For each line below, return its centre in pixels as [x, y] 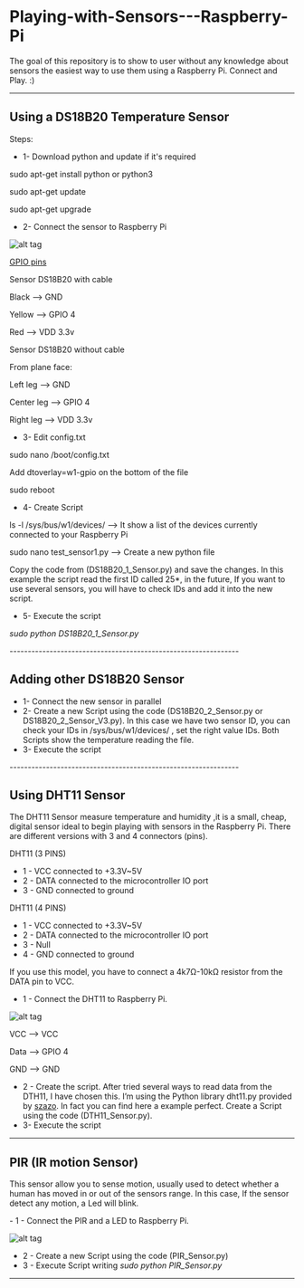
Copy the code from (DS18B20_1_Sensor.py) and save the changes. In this [147, 569]
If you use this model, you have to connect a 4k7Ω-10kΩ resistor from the [146, 972]
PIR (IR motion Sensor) [74, 1162]
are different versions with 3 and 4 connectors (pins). [109, 836]
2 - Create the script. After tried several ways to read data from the [147, 1087]
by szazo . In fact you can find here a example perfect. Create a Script [152, 1106]
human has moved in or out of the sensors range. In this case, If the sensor [149, 1194]
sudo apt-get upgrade [51, 209]
